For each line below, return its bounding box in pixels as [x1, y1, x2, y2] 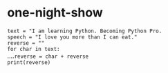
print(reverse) [7, 59, 51, 66]
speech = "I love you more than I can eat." [7, 33, 138, 41]
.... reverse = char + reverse [7, 52, 88, 60]
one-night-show [7, 5, 104, 21]
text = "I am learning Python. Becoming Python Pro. [7, 28, 162, 34]
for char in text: [7, 45, 60, 52]
